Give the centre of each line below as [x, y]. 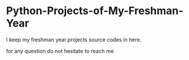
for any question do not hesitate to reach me [60, 51]
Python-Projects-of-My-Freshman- [95, 11]
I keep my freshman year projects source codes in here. [74, 39]
